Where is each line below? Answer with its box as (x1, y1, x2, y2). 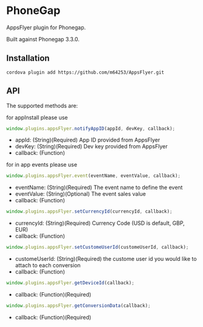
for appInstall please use (6, 114, 68, 121)
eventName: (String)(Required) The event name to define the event (15, 184, 183, 191)
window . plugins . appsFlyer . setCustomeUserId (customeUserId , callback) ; (6, 244, 189, 250)
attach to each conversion (15, 262, 81, 269)
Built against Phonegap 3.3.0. (6, 35, 80, 43)
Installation (6, 53, 50, 64)
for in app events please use (6, 161, 78, 168)
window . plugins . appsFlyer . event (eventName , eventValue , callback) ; (6, 173, 181, 179)
